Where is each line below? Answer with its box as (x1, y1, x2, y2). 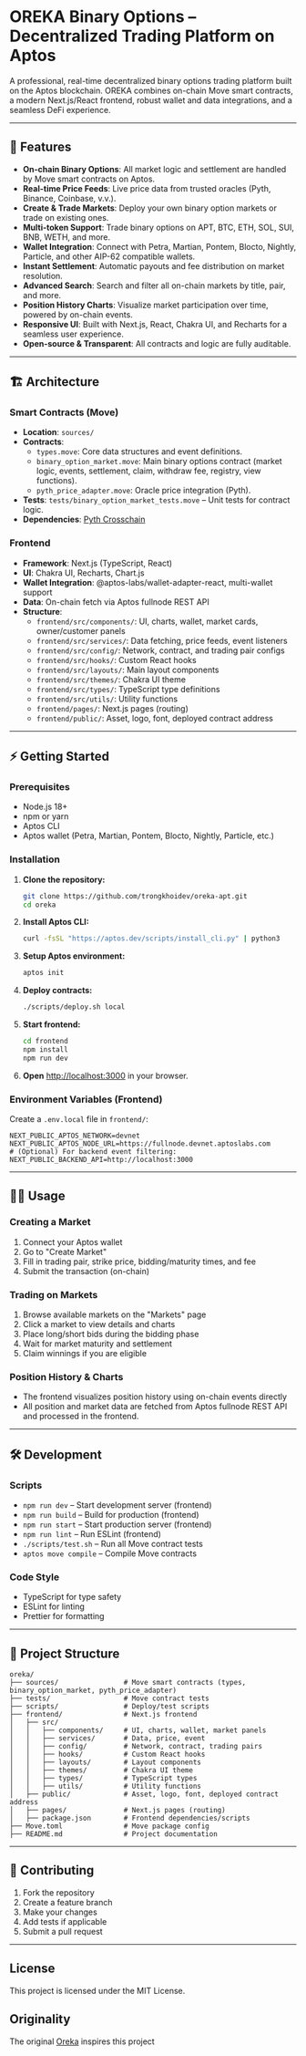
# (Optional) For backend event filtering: (9, 1147, 178, 1157)
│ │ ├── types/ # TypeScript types (9, 1774, 198, 1783)
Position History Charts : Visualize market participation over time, (22, 299, 269, 310)
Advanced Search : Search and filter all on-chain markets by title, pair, (22, 280, 286, 291)
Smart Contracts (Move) (9, 406, 119, 419)
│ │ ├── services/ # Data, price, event (9, 1734, 206, 1743)
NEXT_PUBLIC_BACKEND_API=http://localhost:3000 (9, 1156, 194, 1165)
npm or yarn (22, 811, 69, 822)
